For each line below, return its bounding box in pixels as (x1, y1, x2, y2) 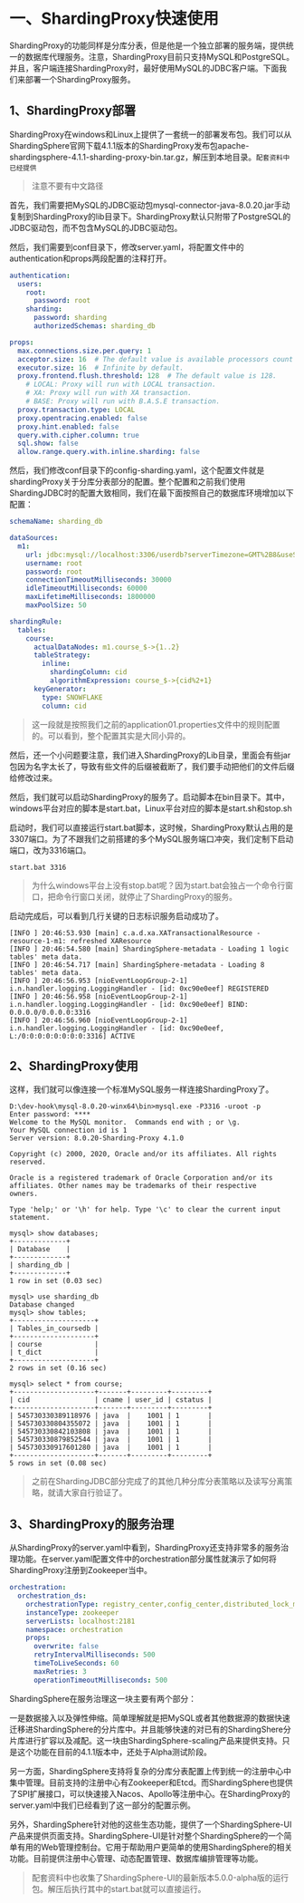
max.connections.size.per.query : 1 (17, 346, 152, 355)
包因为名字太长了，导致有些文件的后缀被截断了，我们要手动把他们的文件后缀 (9, 760, 295, 771)
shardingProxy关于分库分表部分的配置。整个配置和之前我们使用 (9, 477, 246, 488)
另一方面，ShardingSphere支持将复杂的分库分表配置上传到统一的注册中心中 (9, 1765, 292, 1776)
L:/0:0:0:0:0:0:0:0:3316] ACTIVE (9, 1031, 136, 1040)
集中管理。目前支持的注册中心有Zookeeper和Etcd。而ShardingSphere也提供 (9, 1777, 293, 1788)
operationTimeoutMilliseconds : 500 (33, 1676, 168, 1685)
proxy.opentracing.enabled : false (17, 413, 147, 422)
